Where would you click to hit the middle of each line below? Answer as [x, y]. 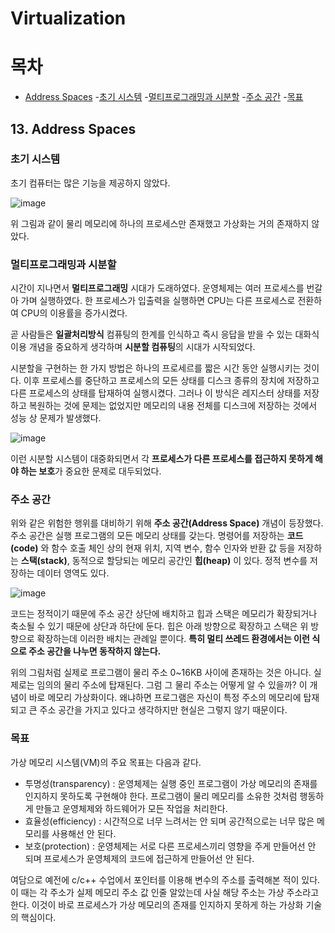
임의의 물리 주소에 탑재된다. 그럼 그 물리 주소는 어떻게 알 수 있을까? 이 [172, 685]
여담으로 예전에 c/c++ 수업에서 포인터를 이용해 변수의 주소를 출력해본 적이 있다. [165, 879]
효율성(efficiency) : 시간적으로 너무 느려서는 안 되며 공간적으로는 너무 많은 [169, 821]
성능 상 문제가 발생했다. [56, 418]
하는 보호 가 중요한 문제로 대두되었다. [91, 471]
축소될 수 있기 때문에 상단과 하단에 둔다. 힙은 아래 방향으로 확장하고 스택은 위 [159, 626]
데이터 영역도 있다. [73, 573]
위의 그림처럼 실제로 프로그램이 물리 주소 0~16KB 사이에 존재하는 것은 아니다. [161, 673]
